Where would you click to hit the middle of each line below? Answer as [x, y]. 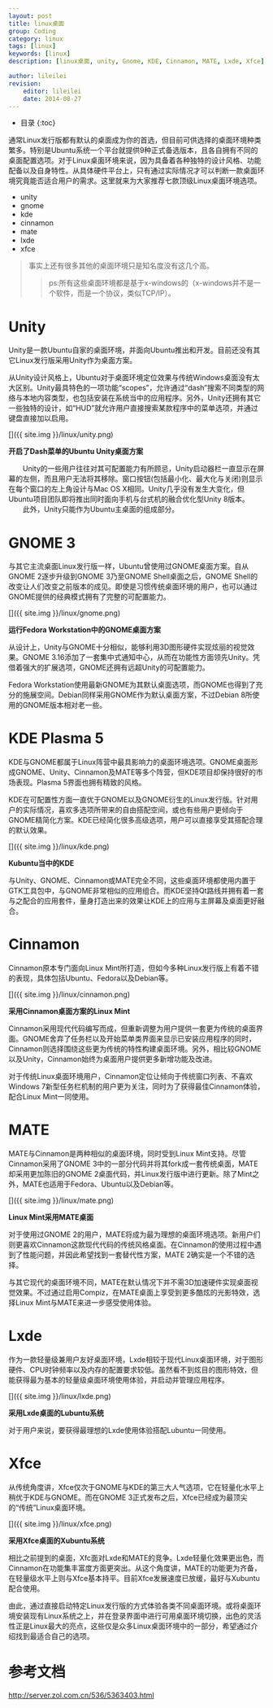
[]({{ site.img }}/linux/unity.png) [61, 435]
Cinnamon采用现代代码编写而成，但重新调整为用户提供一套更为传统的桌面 [132, 1029]
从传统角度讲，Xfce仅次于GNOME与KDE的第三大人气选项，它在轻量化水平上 [136, 1487]
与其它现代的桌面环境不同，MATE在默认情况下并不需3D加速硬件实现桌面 [130, 1282]
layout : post [30, 16]
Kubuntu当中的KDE [41, 863]
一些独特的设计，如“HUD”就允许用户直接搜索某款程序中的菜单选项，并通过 [133, 408]
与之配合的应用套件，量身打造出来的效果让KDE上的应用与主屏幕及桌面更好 [133, 901]
